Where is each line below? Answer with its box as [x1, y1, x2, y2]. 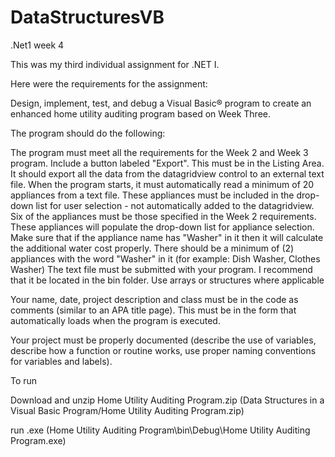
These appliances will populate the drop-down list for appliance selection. [10, 221, 315, 233]
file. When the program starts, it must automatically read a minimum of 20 [10, 178, 315, 190]
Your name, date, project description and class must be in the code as [10, 293, 299, 305]
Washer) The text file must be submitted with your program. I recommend [10, 263, 313, 275]
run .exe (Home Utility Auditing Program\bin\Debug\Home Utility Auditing [10, 424, 311, 436]
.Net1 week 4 [10, 39, 65, 51]
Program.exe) [10, 434, 67, 446]
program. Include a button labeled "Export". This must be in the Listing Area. [10, 157, 325, 169]
